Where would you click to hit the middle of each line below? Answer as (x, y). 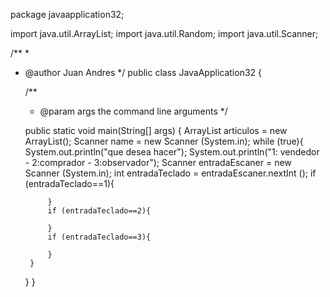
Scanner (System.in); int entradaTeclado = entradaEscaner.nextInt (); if (170, 173)
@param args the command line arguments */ (133, 111)
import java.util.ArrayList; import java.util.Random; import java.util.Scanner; (164, 33)
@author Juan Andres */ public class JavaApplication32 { (143, 72)
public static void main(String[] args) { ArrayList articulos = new (156, 130)
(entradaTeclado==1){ (69, 183)
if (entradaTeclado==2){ (99, 211)
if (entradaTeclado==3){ (99, 237)
